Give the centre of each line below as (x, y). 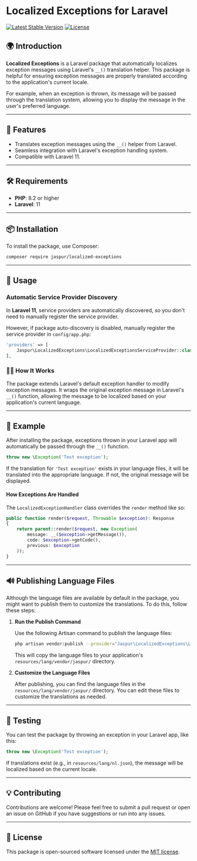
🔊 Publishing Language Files (60, 581)
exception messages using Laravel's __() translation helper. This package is (98, 69)
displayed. (18, 481)
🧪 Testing (24, 720)
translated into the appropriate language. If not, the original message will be (98, 475)
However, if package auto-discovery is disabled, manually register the (91, 327)
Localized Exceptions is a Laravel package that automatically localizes (92, 63)
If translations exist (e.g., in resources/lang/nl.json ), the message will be (95, 763)
